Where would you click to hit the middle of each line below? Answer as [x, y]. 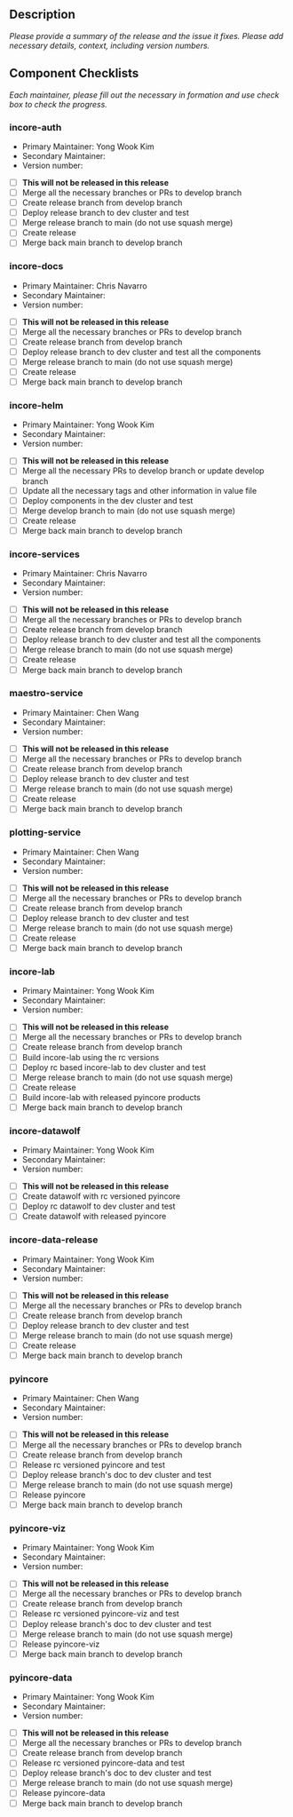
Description [42, 15]
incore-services [44, 554]
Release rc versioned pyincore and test [94, 1464]
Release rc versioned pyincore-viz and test [100, 1614]
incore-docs [36, 266]
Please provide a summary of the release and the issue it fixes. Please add [146, 36]
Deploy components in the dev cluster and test [107, 500]
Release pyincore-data [63, 1793]
